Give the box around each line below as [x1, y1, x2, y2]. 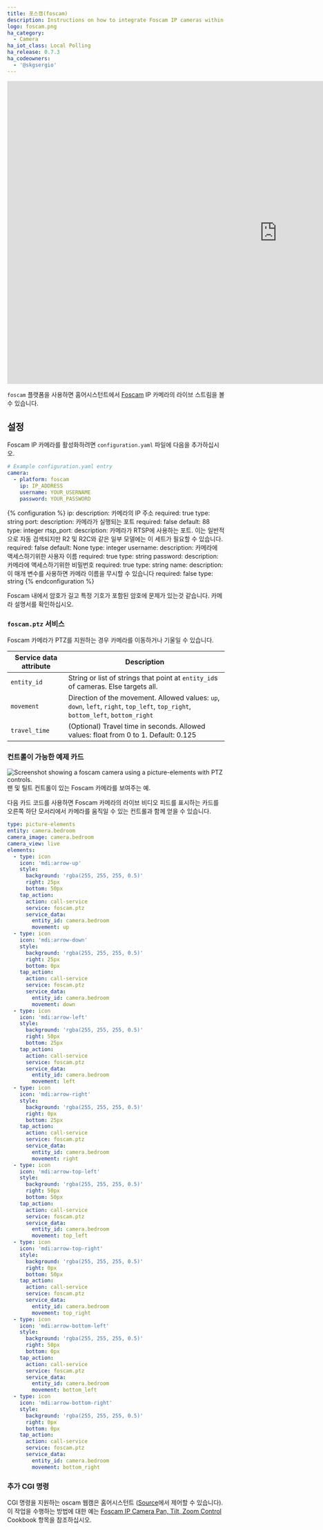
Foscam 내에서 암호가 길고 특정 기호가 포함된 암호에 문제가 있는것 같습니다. [7, 591, 210, 599]
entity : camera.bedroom [7, 828, 76, 834]
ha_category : [7, 29, 45, 37]
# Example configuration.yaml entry [7, 463, 112, 470]
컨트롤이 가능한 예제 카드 [7, 752, 84, 761]
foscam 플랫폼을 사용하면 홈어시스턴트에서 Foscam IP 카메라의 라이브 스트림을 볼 [7, 390, 225, 398]
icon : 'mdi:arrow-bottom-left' [19, 1322, 110, 1330]
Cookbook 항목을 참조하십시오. [7, 1515, 92, 1524]
